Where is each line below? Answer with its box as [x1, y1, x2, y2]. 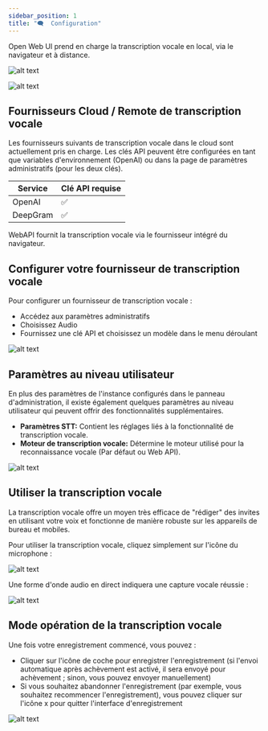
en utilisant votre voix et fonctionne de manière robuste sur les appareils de [8, 515, 258, 525]
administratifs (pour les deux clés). [8, 164, 124, 174]
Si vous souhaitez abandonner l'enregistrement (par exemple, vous [19, 681, 242, 691]
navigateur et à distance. [8, 50, 91, 60]
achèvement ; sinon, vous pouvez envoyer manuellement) [19, 672, 211, 682]
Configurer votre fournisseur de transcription [8, 262, 241, 276]
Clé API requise [60, 183, 122, 194]
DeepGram [12, 210, 54, 221]
